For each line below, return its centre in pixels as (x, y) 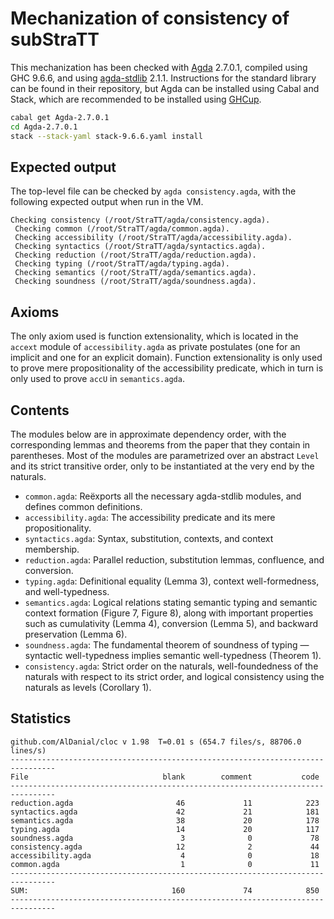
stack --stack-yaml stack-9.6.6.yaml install (106, 136)
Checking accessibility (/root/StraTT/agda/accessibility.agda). (153, 238)
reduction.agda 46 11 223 (165, 803)
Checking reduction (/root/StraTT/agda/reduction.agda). (135, 255)
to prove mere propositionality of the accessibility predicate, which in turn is (167, 368)
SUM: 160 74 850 (165, 890)
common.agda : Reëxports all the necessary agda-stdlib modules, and (163, 496)
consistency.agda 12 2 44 (165, 847)
